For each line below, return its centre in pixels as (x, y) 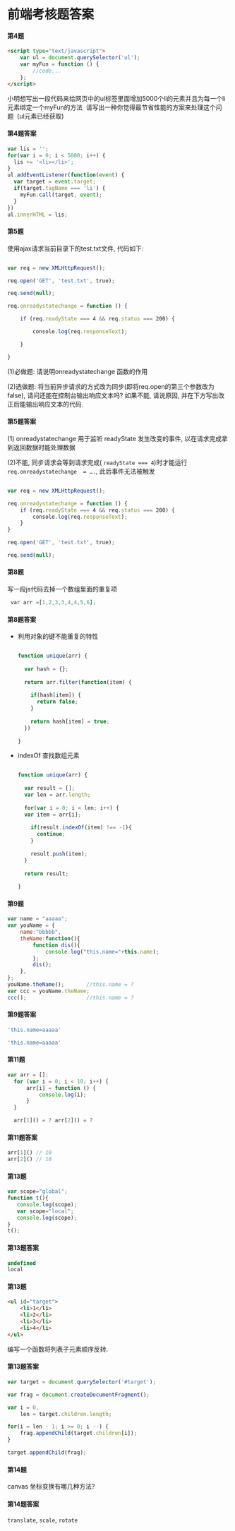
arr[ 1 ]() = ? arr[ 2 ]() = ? (53, 1121)
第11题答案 (23, 1137)
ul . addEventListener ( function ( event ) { (66, 175)
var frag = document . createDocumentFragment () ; (79, 1395)
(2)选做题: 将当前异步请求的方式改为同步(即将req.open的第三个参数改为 (111, 386)
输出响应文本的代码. (55, 404)
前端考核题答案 (51, 14)
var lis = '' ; (28, 149)
